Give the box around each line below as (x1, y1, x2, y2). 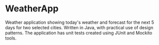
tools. (5, 35, 17, 41)
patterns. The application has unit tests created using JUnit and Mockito (5, 30, 153, 36)
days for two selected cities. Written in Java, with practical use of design (5, 24, 154, 30)
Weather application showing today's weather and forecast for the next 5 (5, 19, 155, 25)
